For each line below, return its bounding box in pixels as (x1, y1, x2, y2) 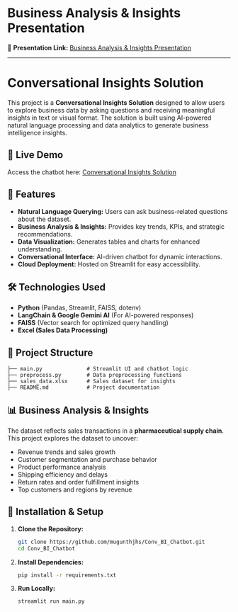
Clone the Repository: (17, 524, 84, 533)
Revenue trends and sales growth (17, 448, 115, 456)
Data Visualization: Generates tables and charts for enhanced (17, 237, 200, 246)
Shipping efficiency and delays (17, 470, 108, 479)
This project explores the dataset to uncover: (7, 433, 138, 442)
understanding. (17, 244, 62, 253)
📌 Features (7, 188, 56, 200)
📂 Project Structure (7, 346, 93, 358)
